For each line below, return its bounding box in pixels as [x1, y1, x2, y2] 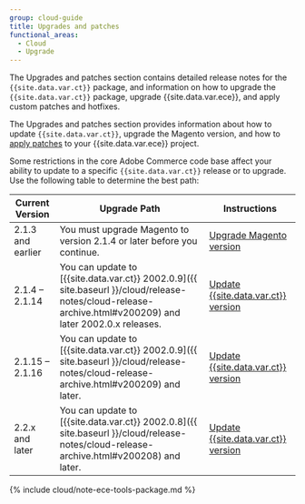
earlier [14, 247, 42, 259]
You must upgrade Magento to [59, 224, 190, 237]
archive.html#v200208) [59, 449, 162, 462]
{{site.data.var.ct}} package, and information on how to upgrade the [9, 82, 277, 93]
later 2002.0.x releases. [59, 318, 162, 330]
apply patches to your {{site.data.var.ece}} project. [9, 138, 200, 149]
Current [15, 197, 50, 209]
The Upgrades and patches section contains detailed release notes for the [9, 72, 288, 83]
